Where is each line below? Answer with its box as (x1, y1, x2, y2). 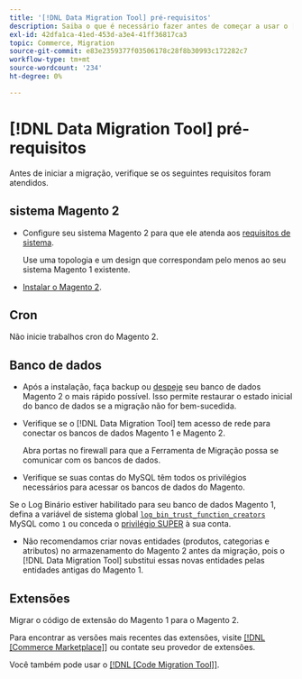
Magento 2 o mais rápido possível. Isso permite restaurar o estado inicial (22, 391, 293, 402)
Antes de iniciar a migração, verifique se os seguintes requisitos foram (9, 168, 271, 179)
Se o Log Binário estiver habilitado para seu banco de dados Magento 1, (9, 500, 277, 510)
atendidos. (9, 177, 50, 188)
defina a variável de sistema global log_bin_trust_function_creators (9, 509, 266, 519)
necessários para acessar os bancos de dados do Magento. (22, 482, 246, 492)
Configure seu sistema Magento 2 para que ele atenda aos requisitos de (22, 227, 291, 238)
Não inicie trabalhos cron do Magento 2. (9, 331, 160, 343)
